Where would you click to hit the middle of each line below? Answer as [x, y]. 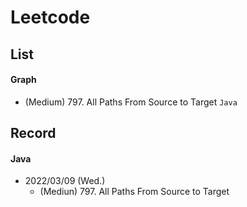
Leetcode [50, 17]
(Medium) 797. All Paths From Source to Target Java [131, 102]
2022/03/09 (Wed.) [65, 181]
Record [33, 133]
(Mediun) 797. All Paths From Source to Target [134, 192]
